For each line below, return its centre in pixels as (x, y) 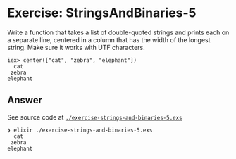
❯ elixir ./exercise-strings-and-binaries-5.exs (80, 130)
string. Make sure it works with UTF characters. (76, 47)
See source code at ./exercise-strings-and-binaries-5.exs (95, 117)
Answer (25, 100)
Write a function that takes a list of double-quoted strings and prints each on (118, 32)
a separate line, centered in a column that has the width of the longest (109, 39)
